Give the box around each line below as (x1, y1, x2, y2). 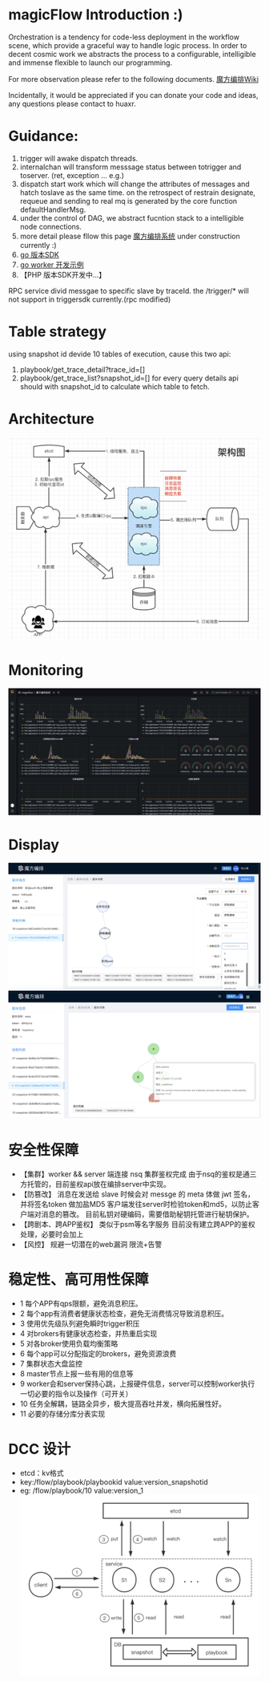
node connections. (19, 221, 82, 231)
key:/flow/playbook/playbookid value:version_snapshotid (19, 1477, 208, 1486)
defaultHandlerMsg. (19, 205, 86, 214)
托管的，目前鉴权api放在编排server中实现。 (26, 1179, 171, 1188)
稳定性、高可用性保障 (8, 1270, 150, 1289)
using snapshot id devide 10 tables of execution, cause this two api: (8, 349, 231, 359)
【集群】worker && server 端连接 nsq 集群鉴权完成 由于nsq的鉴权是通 (19, 1169, 250, 1179)
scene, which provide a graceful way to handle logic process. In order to (8, 40, 247, 50)
